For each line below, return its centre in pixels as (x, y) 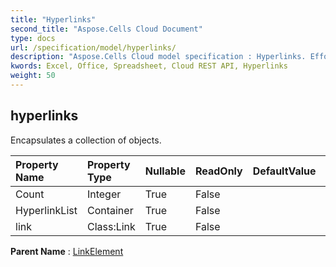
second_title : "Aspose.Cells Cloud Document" (106, 29)
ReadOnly (218, 171)
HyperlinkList (46, 210)
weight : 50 (33, 76)
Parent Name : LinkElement (67, 251)
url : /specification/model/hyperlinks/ (93, 47)
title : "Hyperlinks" (53, 19)
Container (110, 210)
